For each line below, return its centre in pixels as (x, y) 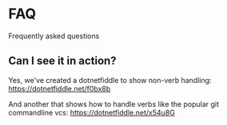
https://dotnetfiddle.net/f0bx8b (60, 88)
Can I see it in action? (63, 61)
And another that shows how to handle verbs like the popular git (114, 104)
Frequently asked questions (54, 36)
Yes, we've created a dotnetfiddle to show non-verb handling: (110, 80)
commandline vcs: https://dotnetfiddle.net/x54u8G (92, 112)
